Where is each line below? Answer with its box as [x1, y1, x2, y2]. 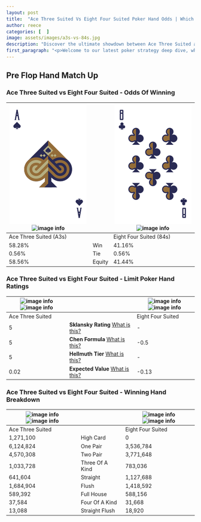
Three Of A [80, 459, 108, 466]
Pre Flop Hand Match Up [6, 71, 99, 81]
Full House [80, 490, 107, 497]
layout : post [6, 10, 39, 16]
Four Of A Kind [80, 499, 117, 506]
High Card [80, 434, 106, 441]
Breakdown [6, 396, 40, 404]
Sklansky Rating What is [69, 321, 130, 328]
